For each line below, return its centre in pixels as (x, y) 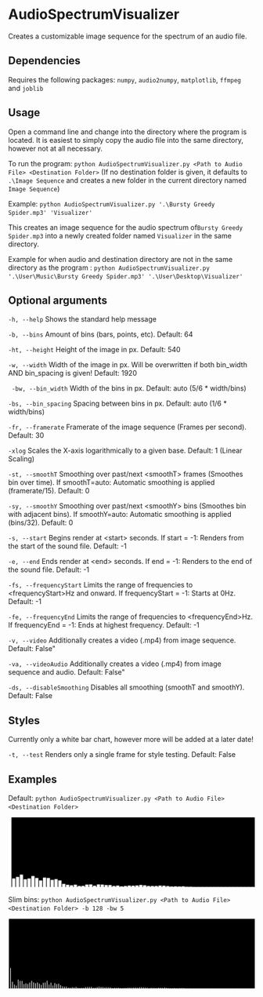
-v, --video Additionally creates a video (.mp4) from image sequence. (122, 640)
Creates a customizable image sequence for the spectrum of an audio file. (128, 36)
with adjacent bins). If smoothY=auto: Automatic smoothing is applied (120, 515)
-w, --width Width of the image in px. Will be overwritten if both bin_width (128, 365)
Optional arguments (58, 300)
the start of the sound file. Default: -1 (67, 546)
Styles (24, 720)
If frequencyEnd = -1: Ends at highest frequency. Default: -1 (104, 625)
